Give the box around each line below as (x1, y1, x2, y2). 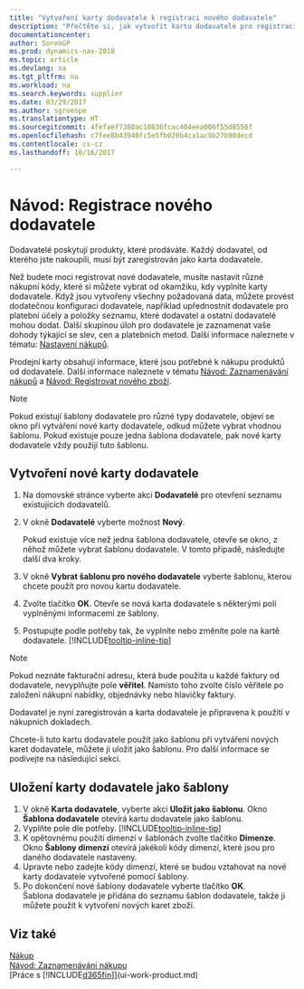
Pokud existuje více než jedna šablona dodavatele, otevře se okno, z (22, 534, 278, 545)
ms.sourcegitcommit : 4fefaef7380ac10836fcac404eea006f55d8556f (9, 123, 253, 132)
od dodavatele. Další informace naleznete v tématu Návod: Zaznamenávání (9, 366, 289, 377)
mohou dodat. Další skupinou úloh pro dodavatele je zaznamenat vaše (9, 319, 271, 331)
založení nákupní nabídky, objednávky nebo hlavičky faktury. (9, 689, 237, 700)
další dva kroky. (22, 553, 81, 564)
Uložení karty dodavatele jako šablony (9, 780, 229, 795)
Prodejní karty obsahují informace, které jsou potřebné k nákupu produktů (9, 356, 285, 367)
